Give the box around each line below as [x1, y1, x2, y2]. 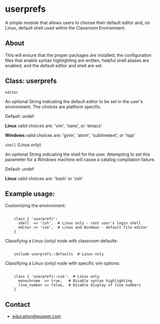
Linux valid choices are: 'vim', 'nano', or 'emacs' [5, 123, 102, 129]
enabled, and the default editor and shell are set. [5, 62, 103, 68]
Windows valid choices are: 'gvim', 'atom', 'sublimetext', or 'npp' [5, 132, 136, 138]
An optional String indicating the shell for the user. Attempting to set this [5, 151, 150, 157]
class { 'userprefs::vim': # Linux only [14, 274, 99, 279]
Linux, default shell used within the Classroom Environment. [5, 25, 126, 30]
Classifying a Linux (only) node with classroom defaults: [5, 238, 118, 244]
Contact [5, 300, 30, 309]
